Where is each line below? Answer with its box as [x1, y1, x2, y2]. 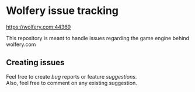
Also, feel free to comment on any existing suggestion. [6, 79, 137, 86]
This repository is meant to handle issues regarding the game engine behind [6, 34, 190, 41]
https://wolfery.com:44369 [6, 23, 71, 30]
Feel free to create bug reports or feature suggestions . [6, 73, 137, 80]
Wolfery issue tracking [6, 4, 119, 17]
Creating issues [6, 58, 65, 68]
